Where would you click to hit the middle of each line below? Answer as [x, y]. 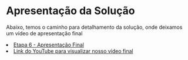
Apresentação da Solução [70, 11]
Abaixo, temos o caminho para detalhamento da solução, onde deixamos [94, 27]
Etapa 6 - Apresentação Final [49, 45]
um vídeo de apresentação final [44, 33]
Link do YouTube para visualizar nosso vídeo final [73, 51]
